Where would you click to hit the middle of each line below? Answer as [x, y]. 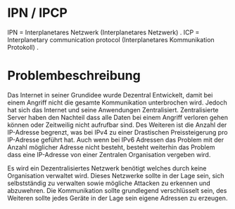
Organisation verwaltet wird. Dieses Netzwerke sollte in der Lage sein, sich [116, 175]
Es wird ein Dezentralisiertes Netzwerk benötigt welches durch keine [107, 168]
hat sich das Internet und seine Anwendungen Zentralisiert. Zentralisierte [113, 109]
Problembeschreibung [74, 76]
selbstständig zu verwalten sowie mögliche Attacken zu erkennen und [109, 183]
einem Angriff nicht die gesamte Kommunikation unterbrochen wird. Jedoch [117, 102]
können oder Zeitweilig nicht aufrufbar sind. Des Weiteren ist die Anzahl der [117, 125]
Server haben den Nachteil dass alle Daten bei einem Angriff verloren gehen [118, 117]
